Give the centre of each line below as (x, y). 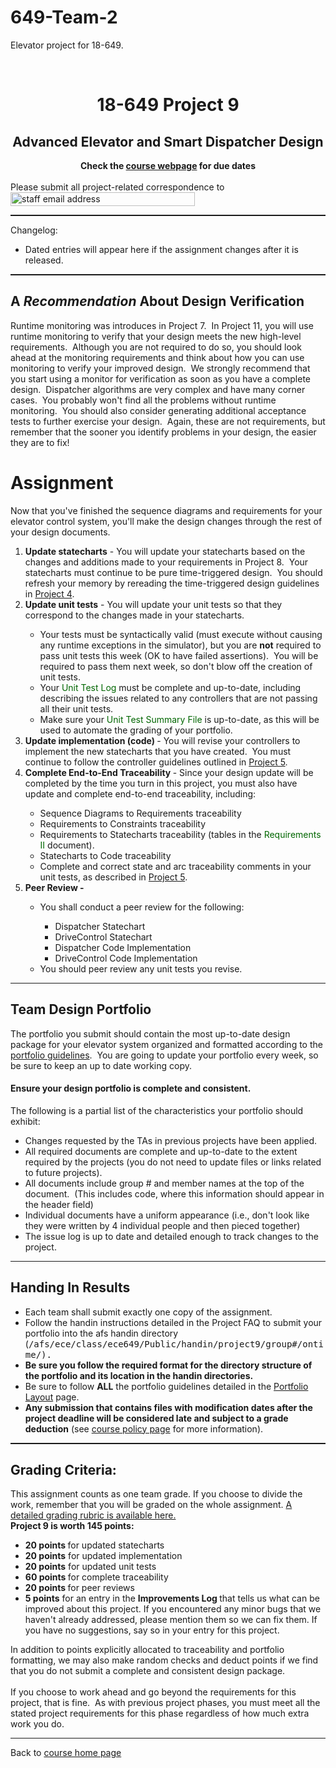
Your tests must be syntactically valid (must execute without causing (181, 634)
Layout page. (52, 1397)
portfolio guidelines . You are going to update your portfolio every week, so (164, 1055)
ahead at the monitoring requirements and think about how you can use (157, 357)
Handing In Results (70, 1287)
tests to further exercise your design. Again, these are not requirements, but (168, 421)
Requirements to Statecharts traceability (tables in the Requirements (180, 834)
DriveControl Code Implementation (126, 958)
